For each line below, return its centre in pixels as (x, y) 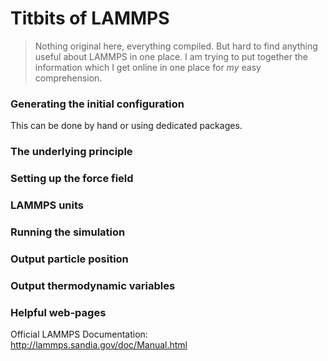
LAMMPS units (47, 205)
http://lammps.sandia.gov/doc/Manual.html (99, 345)
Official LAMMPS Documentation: (79, 334)
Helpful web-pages (58, 312)
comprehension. (68, 78)
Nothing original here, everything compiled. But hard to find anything (176, 46)
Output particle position (69, 259)
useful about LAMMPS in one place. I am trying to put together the (171, 56)
